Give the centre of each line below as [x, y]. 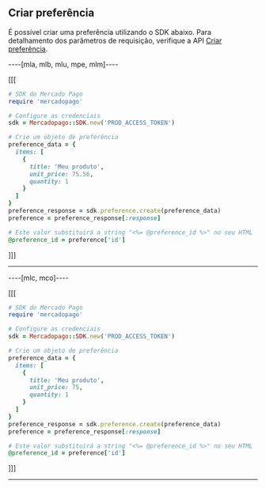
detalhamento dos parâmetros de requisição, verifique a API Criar [115, 40]
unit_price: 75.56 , [61, 174]
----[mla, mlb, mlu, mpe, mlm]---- [63, 64]
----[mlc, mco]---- [38, 278]
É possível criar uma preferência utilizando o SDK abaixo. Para [110, 32]
